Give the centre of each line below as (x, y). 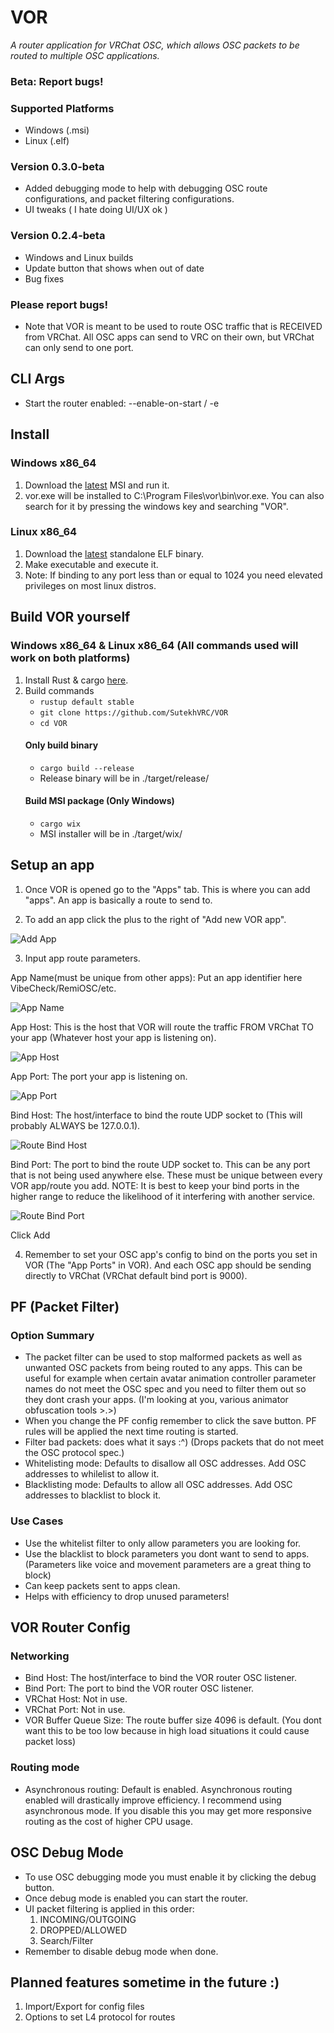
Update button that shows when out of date (114, 268)
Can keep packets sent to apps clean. (102, 1585)
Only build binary (61, 745)
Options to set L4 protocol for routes (100, 2017)
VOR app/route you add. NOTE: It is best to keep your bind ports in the (155, 1185)
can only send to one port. (79, 348)
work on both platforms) (70, 658)
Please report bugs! (59, 304)
